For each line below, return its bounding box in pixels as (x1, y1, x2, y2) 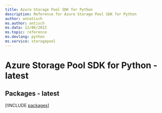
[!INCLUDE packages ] (5, 102, 49, 108)
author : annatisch (5, 16, 43, 21)
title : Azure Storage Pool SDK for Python (5, 7, 93, 12)
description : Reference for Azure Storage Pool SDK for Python (5, 12, 137, 17)
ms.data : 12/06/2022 (5, 25, 47, 30)
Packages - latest (5, 90, 60, 98)
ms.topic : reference (5, 30, 47, 35)
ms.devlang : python (5, 35, 45, 39)
